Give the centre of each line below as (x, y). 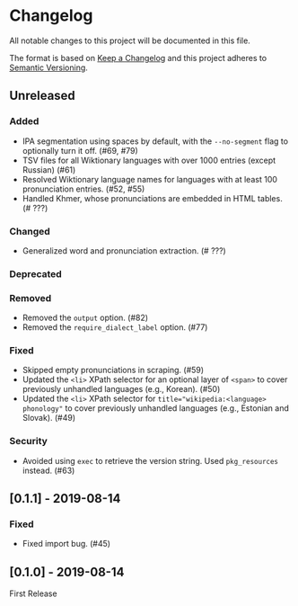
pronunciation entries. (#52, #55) (83, 189)
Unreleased (43, 96)
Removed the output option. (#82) (85, 318)
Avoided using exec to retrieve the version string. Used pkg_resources (150, 460)
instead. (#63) (48, 470)
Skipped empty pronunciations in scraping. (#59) (113, 370)
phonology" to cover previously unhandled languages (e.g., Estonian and (156, 408)
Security (28, 441)
